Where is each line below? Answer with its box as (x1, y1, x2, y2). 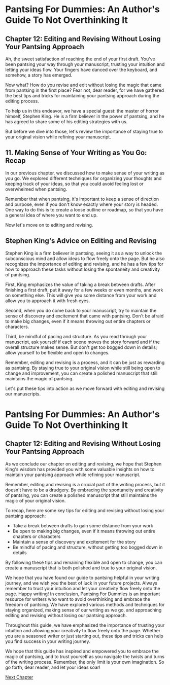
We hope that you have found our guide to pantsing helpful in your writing (5, 574, 160, 581)
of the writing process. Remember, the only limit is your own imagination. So (5, 659, 164, 665)
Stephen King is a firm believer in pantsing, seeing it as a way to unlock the (5, 250, 162, 256)
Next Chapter (5, 674, 33, 680)
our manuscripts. (5, 390, 41, 396)
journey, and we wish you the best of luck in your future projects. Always (5, 580, 158, 586)
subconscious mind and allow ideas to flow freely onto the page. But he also (5, 255, 165, 262)
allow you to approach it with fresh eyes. (5, 298, 90, 304)
